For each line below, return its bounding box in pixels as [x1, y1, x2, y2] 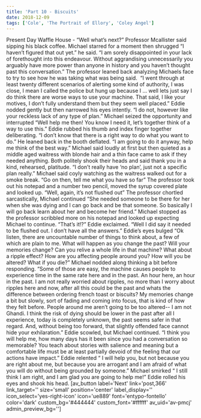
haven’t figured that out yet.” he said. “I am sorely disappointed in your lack [6, 49, 192, 56]
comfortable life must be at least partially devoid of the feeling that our [6, 348, 181, 355]
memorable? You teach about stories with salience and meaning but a [6, 342, 179, 349]
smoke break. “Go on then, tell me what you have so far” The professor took [6, 176, 195, 183]
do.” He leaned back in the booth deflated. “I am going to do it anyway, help [6, 138, 193, 146]
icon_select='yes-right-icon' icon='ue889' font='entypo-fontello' [6, 393, 167, 400]
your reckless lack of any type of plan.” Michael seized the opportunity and [6, 113, 192, 120]
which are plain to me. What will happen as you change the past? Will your [6, 240, 190, 247]
